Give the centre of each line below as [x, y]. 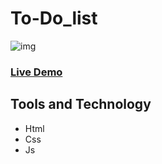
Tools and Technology [81, 104]
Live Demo [36, 72]
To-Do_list [54, 18]
